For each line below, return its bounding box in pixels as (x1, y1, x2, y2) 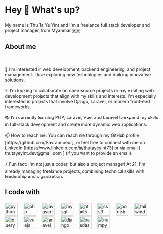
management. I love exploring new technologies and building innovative (5, 72, 151, 78)
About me (5, 42, 36, 51)
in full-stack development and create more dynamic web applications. (5, 121, 147, 128)
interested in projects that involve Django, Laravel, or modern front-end (5, 99, 150, 105)
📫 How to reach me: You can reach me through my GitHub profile (5, 132, 139, 138)
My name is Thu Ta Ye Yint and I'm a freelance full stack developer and (5, 22, 150, 28)
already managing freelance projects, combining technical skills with (5, 168, 145, 174)
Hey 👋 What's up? (5, 4, 80, 16)
